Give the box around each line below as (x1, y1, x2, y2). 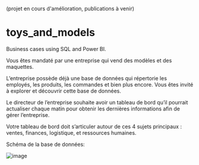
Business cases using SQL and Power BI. (6, 45, 106, 52)
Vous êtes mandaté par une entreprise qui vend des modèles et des (6, 56, 172, 64)
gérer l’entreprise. (6, 111, 50, 118)
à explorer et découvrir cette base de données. (6, 87, 122, 94)
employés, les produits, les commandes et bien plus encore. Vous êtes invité (6, 81, 194, 88)
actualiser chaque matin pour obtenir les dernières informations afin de (6, 105, 180, 112)
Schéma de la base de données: (6, 141, 85, 148)
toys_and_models (6, 26, 95, 39)
